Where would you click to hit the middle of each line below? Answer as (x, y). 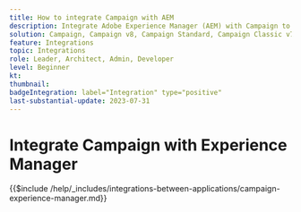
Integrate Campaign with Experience (148, 145)
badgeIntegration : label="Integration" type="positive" (116, 92)
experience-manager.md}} (58, 199)
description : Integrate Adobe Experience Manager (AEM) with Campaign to (150, 26)
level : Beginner (39, 68)
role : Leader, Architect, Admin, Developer (92, 59)
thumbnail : (30, 84)
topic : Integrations (48, 51)
